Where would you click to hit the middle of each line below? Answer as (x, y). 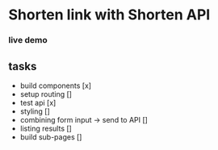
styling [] (35, 111)
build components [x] (55, 85)
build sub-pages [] (51, 137)
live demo (28, 40)
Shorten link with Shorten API (109, 15)
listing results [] (46, 128)
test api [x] (38, 102)
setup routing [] (46, 94)
